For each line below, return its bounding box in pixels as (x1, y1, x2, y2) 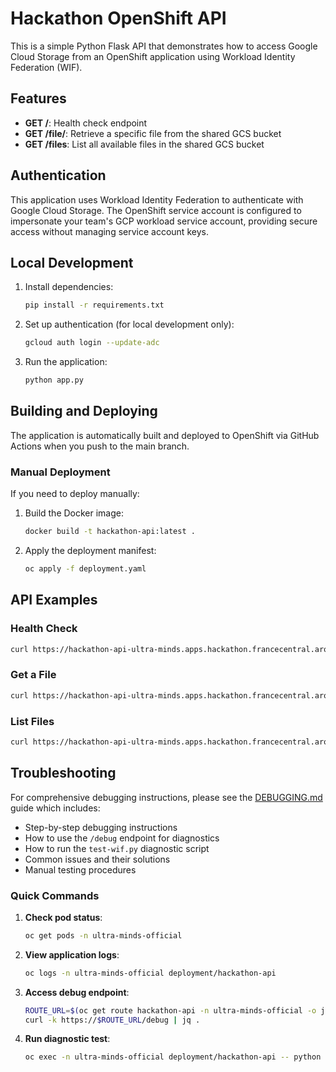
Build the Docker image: (24, 507, 125, 519)
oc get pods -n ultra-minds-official (24, 930, 183, 941)
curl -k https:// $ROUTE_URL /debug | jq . (24, 1015, 201, 1025)
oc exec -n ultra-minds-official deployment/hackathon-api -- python (24, 1052, 322, 1062)
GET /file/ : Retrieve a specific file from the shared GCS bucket (24, 127, 282, 139)
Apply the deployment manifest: (24, 544, 157, 556)
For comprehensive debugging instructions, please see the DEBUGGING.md (10, 791, 323, 803)
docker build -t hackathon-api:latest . (24, 527, 196, 537)
